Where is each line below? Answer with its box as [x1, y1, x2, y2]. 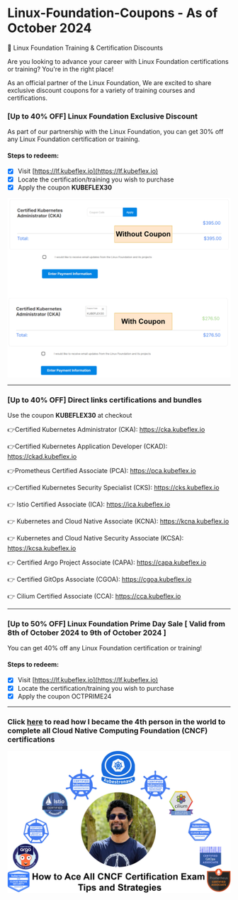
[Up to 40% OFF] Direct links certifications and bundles [7, 395, 202, 405]
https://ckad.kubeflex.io [7, 452, 77, 460]
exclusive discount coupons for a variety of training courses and [7, 86, 195, 94]
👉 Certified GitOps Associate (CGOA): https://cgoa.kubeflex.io [7, 574, 192, 583]
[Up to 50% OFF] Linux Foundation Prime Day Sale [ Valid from [7, 618, 225, 628]
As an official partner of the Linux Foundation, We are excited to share [7, 78, 212, 87]
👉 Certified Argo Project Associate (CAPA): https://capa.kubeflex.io [7, 558, 207, 567]
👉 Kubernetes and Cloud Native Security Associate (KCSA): [7, 533, 184, 542]
